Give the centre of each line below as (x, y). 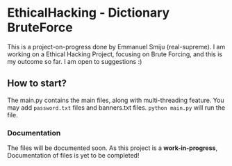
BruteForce (40, 27)
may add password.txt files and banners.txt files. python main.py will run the (116, 107)
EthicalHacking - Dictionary (89, 13)
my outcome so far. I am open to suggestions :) (75, 61)
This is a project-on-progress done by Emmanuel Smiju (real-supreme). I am (116, 47)
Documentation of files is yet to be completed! (73, 156)
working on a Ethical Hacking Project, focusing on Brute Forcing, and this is (115, 54)
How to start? (37, 84)
